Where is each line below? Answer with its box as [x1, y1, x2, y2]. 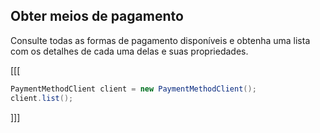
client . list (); [10, 93, 74, 103]
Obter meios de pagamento [10, 8, 184, 25]
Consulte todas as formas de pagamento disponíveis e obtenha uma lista [10, 34, 311, 46]
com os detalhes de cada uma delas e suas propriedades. [10, 45, 249, 57]
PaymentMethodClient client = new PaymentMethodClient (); [10, 84, 257, 94]
